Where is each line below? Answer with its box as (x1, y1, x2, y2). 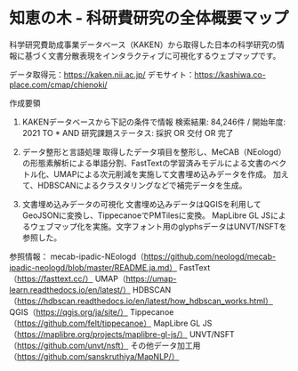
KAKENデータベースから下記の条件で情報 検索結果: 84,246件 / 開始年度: (21, 117, 286, 127)
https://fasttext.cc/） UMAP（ (17, 273, 126, 284)
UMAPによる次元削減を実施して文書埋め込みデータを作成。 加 (52, 168, 282, 179)
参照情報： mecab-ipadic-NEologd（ (9, 251, 145, 262)
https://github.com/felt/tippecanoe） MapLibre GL (17, 318, 201, 328)
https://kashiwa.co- (194, 69, 267, 80)
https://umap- (125, 273, 177, 284)
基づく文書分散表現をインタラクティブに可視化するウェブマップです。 (24, 50, 281, 60)
